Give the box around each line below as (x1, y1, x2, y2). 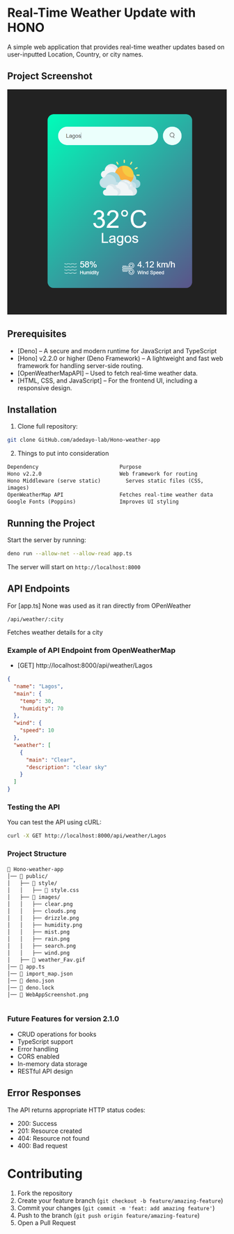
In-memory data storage (17, 1059, 88, 1067)
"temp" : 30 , (19, 697, 54, 704)
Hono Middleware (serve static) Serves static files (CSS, (7, 477, 204, 485)
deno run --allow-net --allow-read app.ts (7, 550, 132, 557)
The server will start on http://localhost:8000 (7, 562, 141, 571)
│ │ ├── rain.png (7, 935, 70, 942)
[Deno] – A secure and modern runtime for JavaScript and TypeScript (17, 346, 217, 355)
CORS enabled (17, 1052, 60, 1061)
